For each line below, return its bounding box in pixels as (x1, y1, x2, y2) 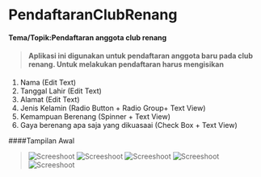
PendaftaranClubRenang (8, 6, 178, 24)
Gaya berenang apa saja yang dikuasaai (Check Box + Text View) (19, 120, 238, 130)
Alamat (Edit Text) (19, 94, 80, 104)
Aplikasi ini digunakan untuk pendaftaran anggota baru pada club (27, 51, 253, 61)
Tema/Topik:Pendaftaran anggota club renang (8, 32, 167, 42)
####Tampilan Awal (8, 135, 75, 146)
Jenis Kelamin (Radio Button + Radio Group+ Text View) (19, 103, 206, 113)
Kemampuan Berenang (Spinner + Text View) (19, 111, 171, 121)
